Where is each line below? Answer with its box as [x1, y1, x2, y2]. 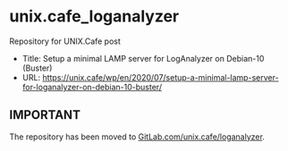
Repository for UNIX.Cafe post [9, 36, 121, 46]
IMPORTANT [9, 107, 80, 122]
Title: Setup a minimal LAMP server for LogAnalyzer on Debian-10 [21, 53, 265, 63]
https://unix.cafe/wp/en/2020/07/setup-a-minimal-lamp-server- [42, 71, 279, 82]
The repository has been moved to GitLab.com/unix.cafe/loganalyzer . [9, 131, 266, 142]
